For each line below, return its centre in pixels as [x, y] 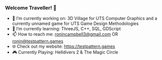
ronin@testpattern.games [38, 41]
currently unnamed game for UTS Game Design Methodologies [75, 23]
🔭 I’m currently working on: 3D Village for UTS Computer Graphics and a [84, 19]
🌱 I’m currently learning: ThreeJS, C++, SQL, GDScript [66, 29]
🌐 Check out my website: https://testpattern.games [63, 46]
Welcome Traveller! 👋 [31, 8]
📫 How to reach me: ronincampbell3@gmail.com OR [65, 34]
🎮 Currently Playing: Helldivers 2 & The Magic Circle [65, 52]
